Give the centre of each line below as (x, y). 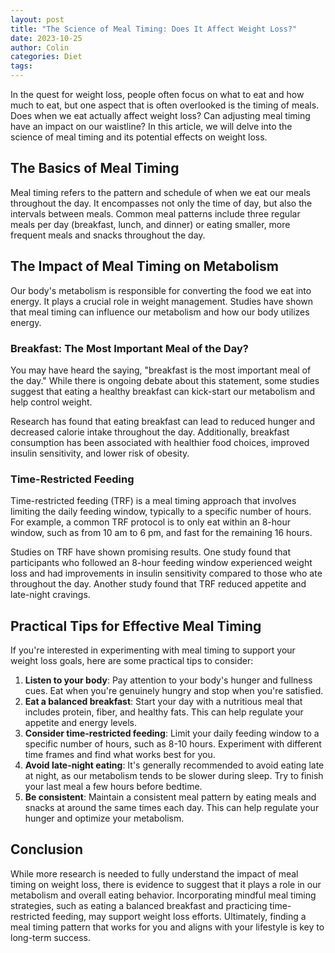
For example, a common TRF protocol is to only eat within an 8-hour (150, 522)
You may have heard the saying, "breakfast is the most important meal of (161, 370)
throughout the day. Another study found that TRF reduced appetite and (158, 584)
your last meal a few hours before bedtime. (113, 787)
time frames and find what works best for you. (120, 755)
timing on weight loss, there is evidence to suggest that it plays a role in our (166, 884)
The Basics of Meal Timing (95, 168)
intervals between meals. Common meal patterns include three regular (155, 213)
